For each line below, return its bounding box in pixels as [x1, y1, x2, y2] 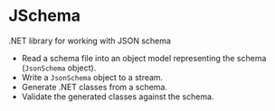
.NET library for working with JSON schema [8, 35, 171, 46]
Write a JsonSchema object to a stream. [21, 71, 164, 82]
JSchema [8, 5, 81, 26]
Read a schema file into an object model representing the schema [21, 52, 267, 63]
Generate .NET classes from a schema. [21, 81, 168, 92]
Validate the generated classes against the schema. [21, 91, 214, 102]
